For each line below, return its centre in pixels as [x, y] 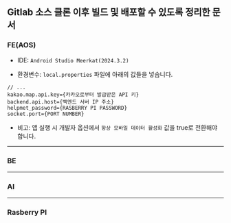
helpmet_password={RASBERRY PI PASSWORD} [67, 108]
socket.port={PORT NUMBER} [46, 114]
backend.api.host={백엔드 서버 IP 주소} [61, 102]
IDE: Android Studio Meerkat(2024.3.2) [73, 60]
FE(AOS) [22, 45]
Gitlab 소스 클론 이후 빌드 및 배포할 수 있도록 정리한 [109, 12]
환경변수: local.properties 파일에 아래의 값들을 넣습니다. [95, 74]
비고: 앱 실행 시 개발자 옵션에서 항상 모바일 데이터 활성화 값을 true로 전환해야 [117, 127]
